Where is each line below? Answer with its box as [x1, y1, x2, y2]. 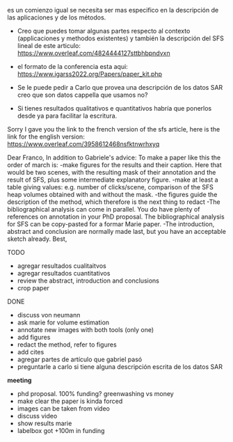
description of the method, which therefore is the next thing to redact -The [7, 198, 220, 206]
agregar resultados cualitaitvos [17, 262, 106, 270]
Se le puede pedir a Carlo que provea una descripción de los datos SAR [17, 84, 223, 91]
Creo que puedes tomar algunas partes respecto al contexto [17, 27, 191, 35]
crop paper [17, 284, 50, 292]
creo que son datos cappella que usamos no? [17, 90, 148, 99]
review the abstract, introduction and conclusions [17, 276, 160, 285]
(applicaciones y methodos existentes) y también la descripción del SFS [17, 34, 225, 42]
